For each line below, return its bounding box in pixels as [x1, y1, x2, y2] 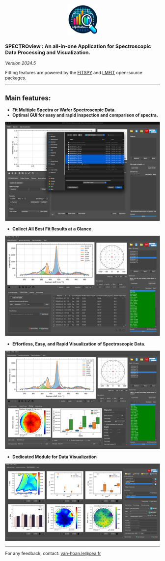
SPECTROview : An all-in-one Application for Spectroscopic [5, 43, 151, 50]
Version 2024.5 [5, 60, 36, 66]
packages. [5, 75, 27, 81]
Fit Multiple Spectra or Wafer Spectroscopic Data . [12, 107, 116, 113]
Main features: [5, 93, 51, 102]
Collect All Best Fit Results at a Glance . [12, 226, 93, 232]
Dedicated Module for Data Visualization [12, 454, 97, 460]
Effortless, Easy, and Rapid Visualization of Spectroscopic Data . [12, 341, 146, 346]
